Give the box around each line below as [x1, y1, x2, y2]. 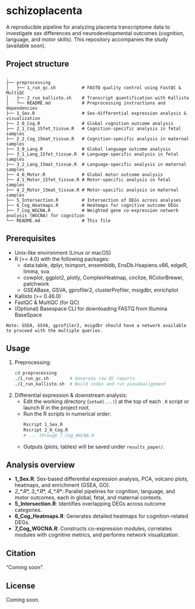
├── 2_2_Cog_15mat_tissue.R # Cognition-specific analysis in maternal [6, 136, 190, 141]
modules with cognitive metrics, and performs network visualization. [14, 531, 180, 538]
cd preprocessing [14, 370, 57, 376]
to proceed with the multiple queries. [6, 327, 103, 334]
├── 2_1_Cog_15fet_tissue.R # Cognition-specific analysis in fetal [6, 126, 182, 132]
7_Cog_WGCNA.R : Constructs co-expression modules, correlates [14, 525, 172, 532]
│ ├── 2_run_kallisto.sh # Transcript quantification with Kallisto [6, 95, 190, 101]
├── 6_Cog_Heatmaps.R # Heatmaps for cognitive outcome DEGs [6, 202, 179, 208]
